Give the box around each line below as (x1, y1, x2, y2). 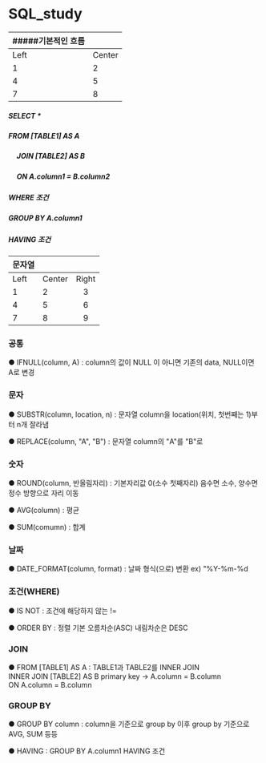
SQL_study (8, 5, 83, 23)
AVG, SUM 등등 (8, 729, 58, 739)
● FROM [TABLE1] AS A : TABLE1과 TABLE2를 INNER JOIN (8, 662, 200, 672)
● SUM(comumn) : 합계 (8, 523, 86, 532)
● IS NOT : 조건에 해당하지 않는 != (8, 606, 118, 616)
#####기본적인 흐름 (12, 35, 86, 46)
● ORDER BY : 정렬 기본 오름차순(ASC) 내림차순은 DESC (8, 623, 188, 632)
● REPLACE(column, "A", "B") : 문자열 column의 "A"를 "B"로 (8, 436, 204, 446)
